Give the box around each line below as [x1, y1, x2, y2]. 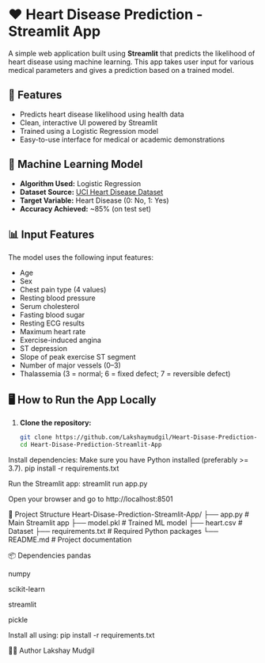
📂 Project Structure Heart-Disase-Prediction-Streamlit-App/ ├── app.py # [8, 509, 249, 519]
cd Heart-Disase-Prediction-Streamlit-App [19, 441, 162, 449]
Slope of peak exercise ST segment [19, 352, 136, 362]
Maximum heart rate [19, 327, 86, 337]
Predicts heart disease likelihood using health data [19, 109, 184, 119]
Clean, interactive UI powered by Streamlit [19, 117, 158, 128]
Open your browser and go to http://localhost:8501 [8, 493, 173, 504]
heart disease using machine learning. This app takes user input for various [8, 57, 255, 67]
